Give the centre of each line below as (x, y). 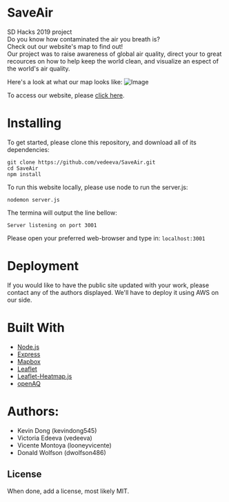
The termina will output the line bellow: (62, 213)
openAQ (29, 383)
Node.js (28, 347)
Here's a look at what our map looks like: (65, 81)
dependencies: (28, 149)
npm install (24, 174)
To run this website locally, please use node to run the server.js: (98, 187)
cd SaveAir (23, 168)
